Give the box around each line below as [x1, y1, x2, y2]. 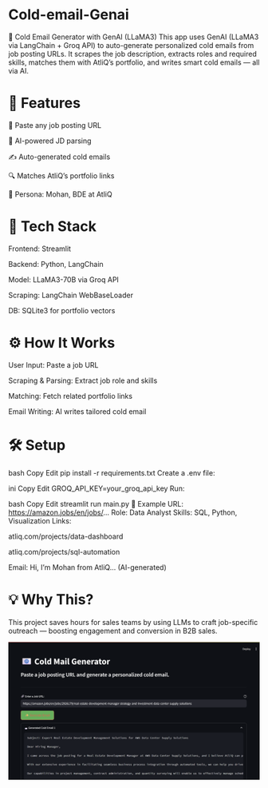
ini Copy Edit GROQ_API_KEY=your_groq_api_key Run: [8, 484, 185, 493]
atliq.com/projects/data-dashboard [8, 531, 124, 541]
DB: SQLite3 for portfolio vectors [8, 305, 116, 315]
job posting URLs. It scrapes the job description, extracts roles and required [8, 49, 257, 58]
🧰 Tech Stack [8, 217, 97, 236]
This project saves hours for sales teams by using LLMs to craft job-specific [8, 617, 258, 627]
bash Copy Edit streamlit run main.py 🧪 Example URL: [8, 499, 183, 508]
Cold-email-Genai [8, 6, 129, 24]
